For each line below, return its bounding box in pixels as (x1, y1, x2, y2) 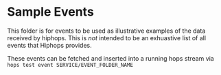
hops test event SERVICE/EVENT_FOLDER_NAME (7, 61, 134, 68)
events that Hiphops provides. (7, 41, 93, 49)
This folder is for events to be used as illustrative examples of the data (7, 27, 206, 35)
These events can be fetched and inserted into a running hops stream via (7, 54, 214, 62)
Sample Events (7, 4, 94, 20)
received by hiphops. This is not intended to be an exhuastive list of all (7, 33, 207, 42)
